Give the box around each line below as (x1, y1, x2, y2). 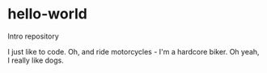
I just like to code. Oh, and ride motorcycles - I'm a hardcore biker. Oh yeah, (7, 47, 260, 56)
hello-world (7, 5, 88, 23)
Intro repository (7, 31, 60, 41)
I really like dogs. (7, 55, 64, 65)
